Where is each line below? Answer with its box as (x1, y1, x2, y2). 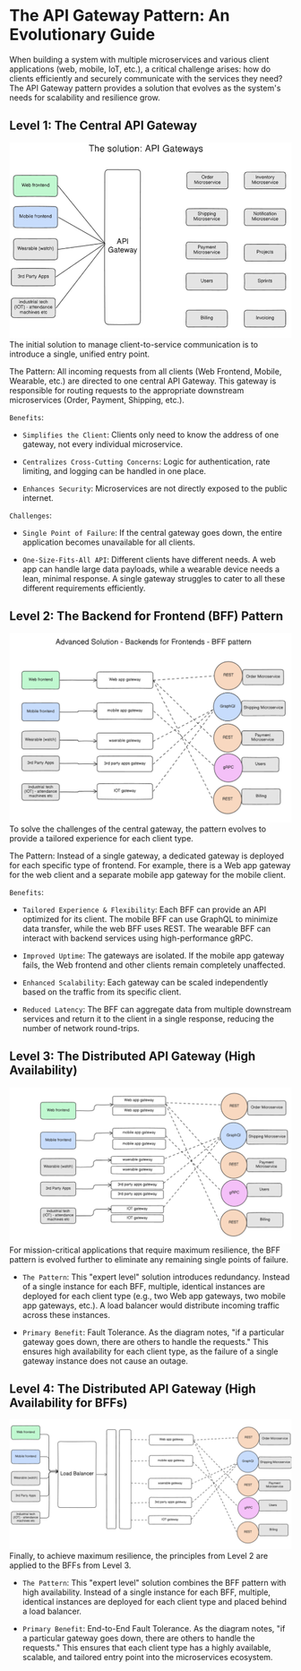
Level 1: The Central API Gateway (9, 118, 198, 134)
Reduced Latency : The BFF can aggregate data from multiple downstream (21, 1003, 292, 1014)
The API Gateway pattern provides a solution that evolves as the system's (9, 82, 281, 93)
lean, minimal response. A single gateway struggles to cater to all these (21, 573, 286, 583)
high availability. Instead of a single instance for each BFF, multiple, (21, 1587, 271, 1598)
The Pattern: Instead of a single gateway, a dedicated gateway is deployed (9, 850, 285, 861)
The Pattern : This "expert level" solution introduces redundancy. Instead (21, 1271, 290, 1282)
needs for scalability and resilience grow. (9, 91, 161, 103)
